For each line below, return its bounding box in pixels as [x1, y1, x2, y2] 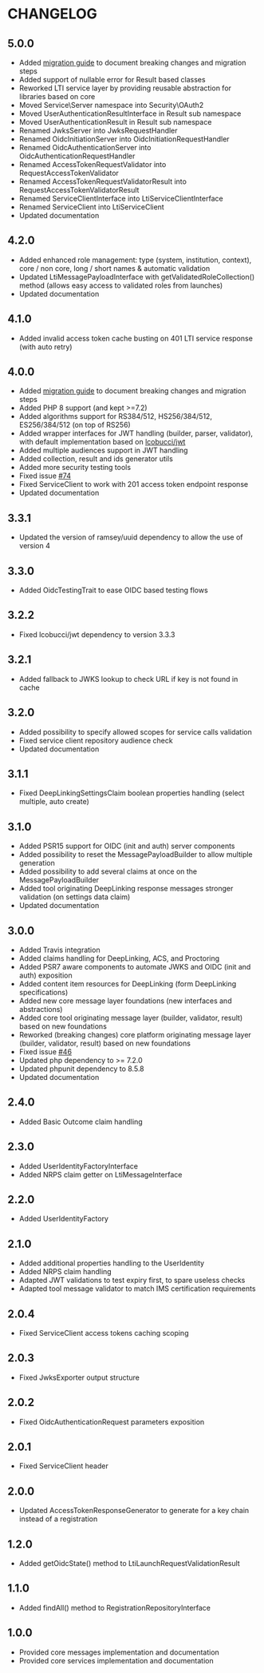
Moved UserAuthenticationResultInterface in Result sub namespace [18, 109, 242, 118]
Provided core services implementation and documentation [18, 1655, 215, 1665]
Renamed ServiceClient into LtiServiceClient [18, 202, 164, 212]
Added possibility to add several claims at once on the [18, 866, 198, 876]
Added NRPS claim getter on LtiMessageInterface [18, 1169, 183, 1179]
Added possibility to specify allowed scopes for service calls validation [18, 727, 252, 736]
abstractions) [18, 1004, 63, 1014]
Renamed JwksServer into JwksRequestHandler [18, 125, 178, 135]
